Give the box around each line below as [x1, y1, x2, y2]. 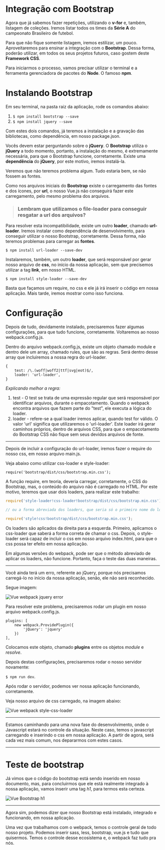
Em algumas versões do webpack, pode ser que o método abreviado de [5, 550, 151, 556]
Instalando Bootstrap [5, 88, 93, 99]
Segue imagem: [5, 584, 37, 590]
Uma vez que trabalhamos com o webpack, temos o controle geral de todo [5, 824, 157, 830]
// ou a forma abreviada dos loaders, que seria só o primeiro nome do [5, 507, 155, 512]
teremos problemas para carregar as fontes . [5, 239, 95, 244]
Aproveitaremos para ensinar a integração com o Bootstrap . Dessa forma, [5, 45, 155, 51]
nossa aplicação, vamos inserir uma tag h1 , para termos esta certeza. [5, 786, 145, 791]
